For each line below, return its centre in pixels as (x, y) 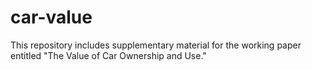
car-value (51, 17)
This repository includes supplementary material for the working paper (156, 45)
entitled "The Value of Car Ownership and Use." (108, 55)
